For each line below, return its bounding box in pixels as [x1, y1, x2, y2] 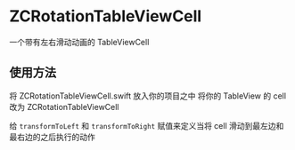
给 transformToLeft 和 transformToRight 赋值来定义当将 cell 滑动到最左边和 [9, 120, 284, 130]
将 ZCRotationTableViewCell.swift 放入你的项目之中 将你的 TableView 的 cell [9, 91, 287, 101]
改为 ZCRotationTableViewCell [9, 101, 119, 112]
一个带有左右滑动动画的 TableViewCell [9, 36, 150, 47]
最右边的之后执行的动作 [9, 131, 95, 142]
